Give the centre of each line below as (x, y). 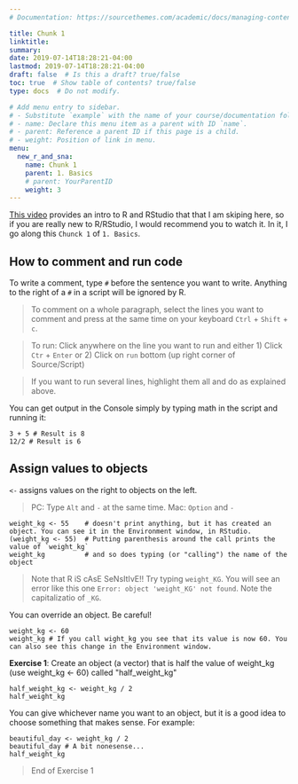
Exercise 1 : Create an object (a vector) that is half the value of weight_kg (142, 662)
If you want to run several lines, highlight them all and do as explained (158, 381)
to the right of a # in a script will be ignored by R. (98, 293)
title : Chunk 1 (37, 33)
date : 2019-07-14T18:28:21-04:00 (71, 59)
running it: (28, 418)
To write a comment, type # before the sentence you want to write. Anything (148, 283)
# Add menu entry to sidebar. (65, 107)
